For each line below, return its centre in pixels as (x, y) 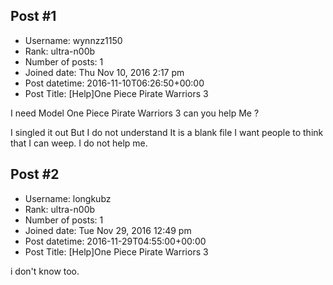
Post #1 (33, 16)
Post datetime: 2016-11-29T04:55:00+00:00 (115, 241)
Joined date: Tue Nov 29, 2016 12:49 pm (108, 230)
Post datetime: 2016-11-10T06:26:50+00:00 (114, 83)
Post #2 (35, 174)
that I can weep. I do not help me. (79, 143)
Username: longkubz (68, 198)
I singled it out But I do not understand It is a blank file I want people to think (167, 132)
